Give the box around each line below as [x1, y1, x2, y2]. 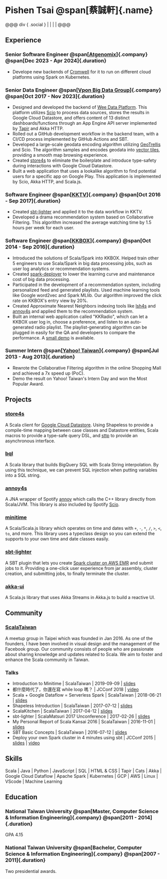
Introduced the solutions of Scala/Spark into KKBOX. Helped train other [12, 255, 159, 261]
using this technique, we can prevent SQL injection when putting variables [5, 467, 158, 473]
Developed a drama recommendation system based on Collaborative [12, 214, 154, 220]
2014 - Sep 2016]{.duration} [5, 243, 75, 250]
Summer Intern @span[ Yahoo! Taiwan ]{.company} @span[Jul [5, 347, 159, 354]
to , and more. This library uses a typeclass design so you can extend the [5, 530, 155, 536]
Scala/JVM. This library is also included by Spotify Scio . [5, 501, 120, 507]
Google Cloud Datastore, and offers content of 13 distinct [12, 115, 130, 121]
